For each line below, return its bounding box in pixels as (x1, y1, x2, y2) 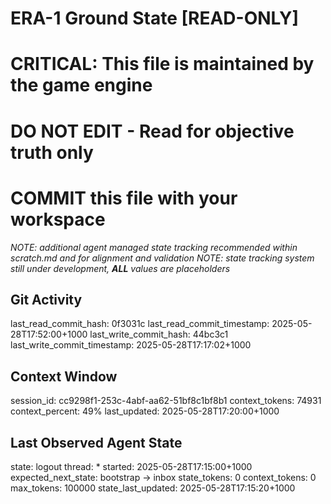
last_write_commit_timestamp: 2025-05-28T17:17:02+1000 (10, 339, 252, 351)
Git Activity (10, 291, 83, 308)
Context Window (10, 368, 118, 385)
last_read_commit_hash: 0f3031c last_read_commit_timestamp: (10, 318, 270, 330)
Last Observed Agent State (10, 434, 183, 451)
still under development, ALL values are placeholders (10, 262, 231, 274)
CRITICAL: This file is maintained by (10, 53, 315, 76)
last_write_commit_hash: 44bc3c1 (89, 328, 229, 341)
